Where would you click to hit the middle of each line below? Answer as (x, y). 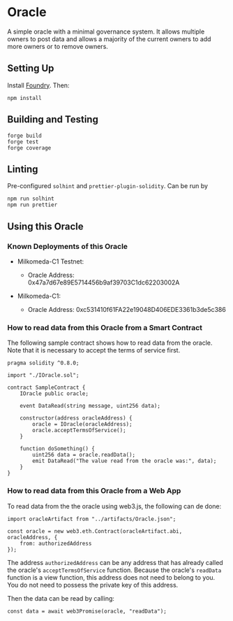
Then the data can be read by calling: (61, 598)
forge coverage (29, 148)
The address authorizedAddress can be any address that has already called (115, 562)
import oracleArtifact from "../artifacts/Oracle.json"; (92, 519)
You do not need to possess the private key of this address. (93, 585)
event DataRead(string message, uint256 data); (90, 406)
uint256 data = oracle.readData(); (84, 455)
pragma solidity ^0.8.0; (43, 363)
